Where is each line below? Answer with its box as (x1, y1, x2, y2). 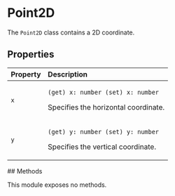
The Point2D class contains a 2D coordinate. (7, 28, 135, 37)
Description (48, 69, 88, 79)
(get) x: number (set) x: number (48, 88, 160, 96)
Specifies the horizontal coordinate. (48, 102, 165, 112)
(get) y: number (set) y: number (48, 128, 160, 136)
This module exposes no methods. (7, 181, 107, 189)
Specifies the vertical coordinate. (48, 142, 156, 152)
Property (10, 69, 41, 79)
